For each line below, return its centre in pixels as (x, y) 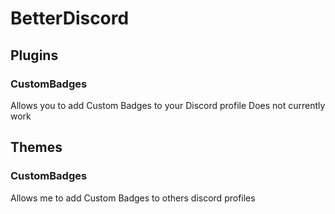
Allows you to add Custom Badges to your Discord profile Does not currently (168, 105)
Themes (36, 147)
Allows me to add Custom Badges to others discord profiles (133, 198)
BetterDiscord (70, 18)
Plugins (34, 55)
